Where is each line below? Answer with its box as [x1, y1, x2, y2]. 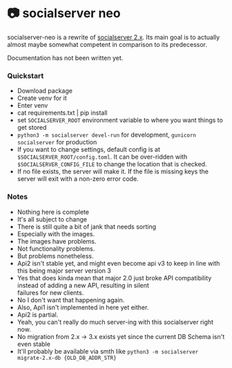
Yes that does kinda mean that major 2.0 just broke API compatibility [17, 273, 212, 282]
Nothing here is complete [17, 208, 90, 216]
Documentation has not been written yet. [7, 53, 124, 62]
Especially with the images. [17, 229, 95, 238]
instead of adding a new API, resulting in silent [17, 281, 150, 289]
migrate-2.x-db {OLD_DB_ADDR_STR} [17, 354, 117, 361]
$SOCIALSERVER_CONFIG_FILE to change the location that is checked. [17, 160, 207, 168]
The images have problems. [17, 237, 97, 245]
